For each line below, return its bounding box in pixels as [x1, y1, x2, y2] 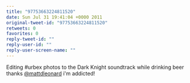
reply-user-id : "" [6, 42, 52, 48]
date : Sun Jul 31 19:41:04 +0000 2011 [6, 14, 102, 20]
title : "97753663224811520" [6, 8, 76, 15]
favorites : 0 [6, 31, 39, 37]
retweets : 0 [6, 25, 36, 31]
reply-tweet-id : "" [6, 36, 55, 42]
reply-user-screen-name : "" [6, 47, 76, 53]
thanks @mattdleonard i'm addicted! [6, 69, 95, 77]
